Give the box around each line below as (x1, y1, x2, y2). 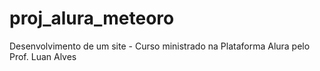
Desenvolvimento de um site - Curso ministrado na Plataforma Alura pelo (9, 40, 311, 52)
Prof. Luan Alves (9, 50, 77, 62)
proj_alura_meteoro (9, 7, 175, 30)
